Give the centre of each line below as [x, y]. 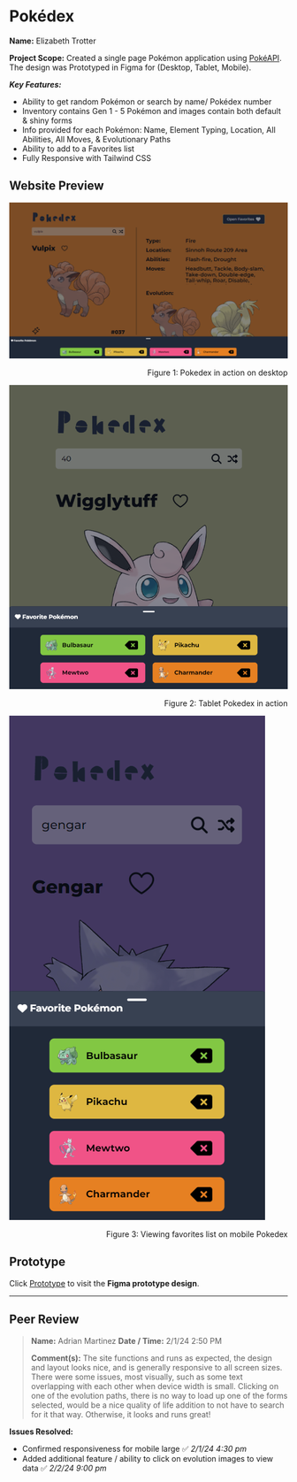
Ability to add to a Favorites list [78, 149]
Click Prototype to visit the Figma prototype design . [104, 1283]
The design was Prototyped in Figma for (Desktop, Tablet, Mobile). [130, 67]
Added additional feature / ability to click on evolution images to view [148, 1458]
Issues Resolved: [41, 1432]
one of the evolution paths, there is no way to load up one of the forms [159, 1395]
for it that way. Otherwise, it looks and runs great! [121, 1414]
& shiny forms [47, 120]
